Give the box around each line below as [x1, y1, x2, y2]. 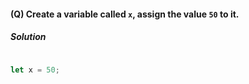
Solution [10, 31, 47, 43]
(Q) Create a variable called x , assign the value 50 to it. [10, 8, 240, 20]
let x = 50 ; [10, 65, 60, 75]
